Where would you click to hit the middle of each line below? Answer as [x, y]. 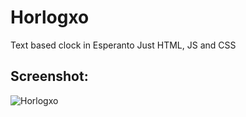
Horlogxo [50, 17]
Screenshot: [49, 76]
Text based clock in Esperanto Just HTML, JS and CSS [123, 45]
